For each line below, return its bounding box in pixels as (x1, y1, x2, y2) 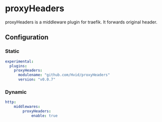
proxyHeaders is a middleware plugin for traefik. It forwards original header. (5, 19, 158, 25)
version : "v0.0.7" (18, 77, 56, 82)
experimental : (5, 59, 34, 64)
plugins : (9, 63, 27, 68)
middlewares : (14, 104, 40, 109)
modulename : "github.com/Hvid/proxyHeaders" (18, 73, 110, 78)
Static (5, 48, 20, 55)
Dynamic (5, 88, 27, 95)
